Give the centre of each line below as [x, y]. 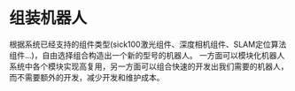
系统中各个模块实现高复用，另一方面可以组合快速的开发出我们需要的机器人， [149, 66]
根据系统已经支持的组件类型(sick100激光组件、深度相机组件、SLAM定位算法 [148, 44]
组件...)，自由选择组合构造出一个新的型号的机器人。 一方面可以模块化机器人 [147, 55]
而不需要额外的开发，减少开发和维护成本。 [87, 77]
